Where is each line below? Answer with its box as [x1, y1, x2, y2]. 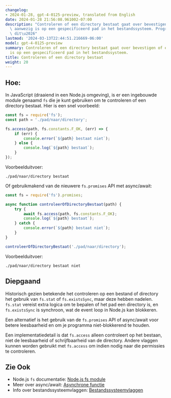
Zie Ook [5, 362, 31, 372]
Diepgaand [5, 277, 41, 286]
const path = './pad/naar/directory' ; [5, 117, 88, 122]
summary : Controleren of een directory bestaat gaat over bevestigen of [5, 45, 163, 50]
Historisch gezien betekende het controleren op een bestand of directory [5, 291, 159, 297]
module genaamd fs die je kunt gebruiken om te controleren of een [5, 97, 146, 103]
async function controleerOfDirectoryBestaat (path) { [5, 202, 122, 207]
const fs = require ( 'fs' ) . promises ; [5, 192, 83, 197]
